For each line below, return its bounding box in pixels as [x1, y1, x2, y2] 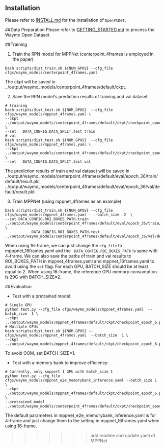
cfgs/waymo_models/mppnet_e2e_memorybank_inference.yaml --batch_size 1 [5, 377, 157, 383]
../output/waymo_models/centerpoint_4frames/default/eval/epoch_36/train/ [5, 173, 158, 179]
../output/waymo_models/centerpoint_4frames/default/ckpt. [5, 84, 127, 90]
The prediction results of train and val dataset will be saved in [5, 168, 130, 174]
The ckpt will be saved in [5, 78, 55, 84]
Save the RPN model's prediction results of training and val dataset [12, 93, 148, 99]
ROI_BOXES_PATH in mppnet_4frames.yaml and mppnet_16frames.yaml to [5, 258, 155, 264]
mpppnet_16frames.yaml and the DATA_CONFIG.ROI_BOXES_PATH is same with [5, 248, 158, 254]
